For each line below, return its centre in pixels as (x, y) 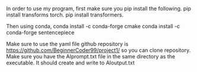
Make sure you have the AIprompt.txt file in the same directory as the (91, 56)
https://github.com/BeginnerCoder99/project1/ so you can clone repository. (99, 50)
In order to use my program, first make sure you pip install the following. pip (99, 9)
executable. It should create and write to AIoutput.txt (71, 63)
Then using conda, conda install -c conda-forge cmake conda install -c (93, 26)
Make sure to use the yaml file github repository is (67, 44)
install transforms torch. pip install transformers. (65, 15)
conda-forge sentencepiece (40, 32)
